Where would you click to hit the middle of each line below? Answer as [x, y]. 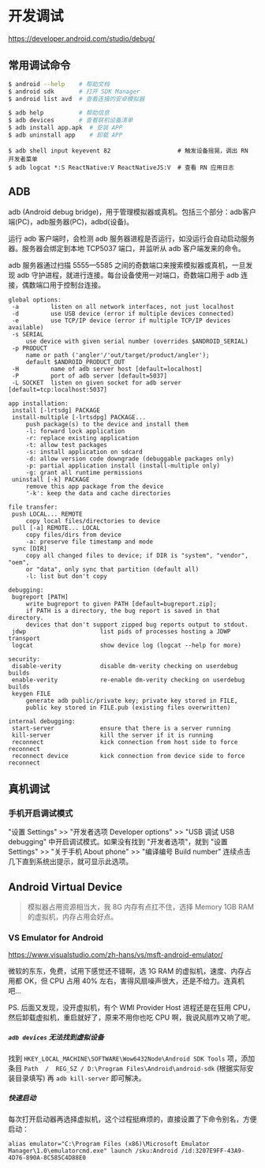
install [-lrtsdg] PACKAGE [56, 410]
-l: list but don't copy [67, 576]
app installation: [38, 404]
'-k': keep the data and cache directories [98, 493]
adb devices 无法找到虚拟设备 [56, 1037]
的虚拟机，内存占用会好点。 [73, 917]
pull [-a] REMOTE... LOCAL [56, 528]
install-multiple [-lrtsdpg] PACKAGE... [79, 417]
